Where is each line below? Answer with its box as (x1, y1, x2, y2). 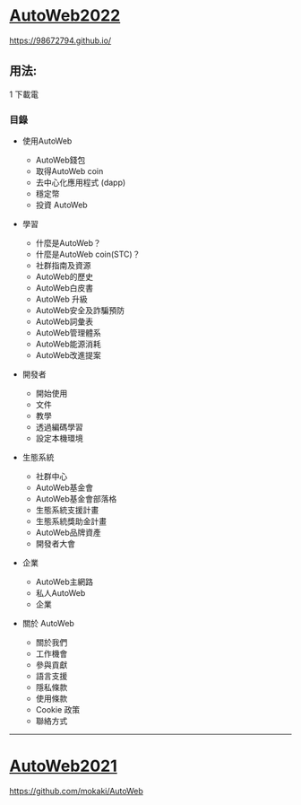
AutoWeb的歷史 (35, 271, 94, 283)
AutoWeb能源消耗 (35, 338, 101, 350)
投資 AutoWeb (35, 199, 88, 211)
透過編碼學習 (35, 422, 83, 433)
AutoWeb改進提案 (35, 350, 101, 361)
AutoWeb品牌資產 (35, 527, 101, 538)
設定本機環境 (35, 433, 83, 444)
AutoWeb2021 (9, 756, 118, 776)
